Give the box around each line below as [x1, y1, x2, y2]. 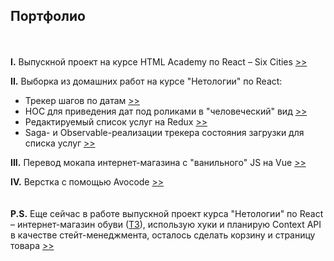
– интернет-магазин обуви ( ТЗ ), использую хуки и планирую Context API [10, 218, 322, 230]
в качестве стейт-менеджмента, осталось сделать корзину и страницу [10, 229, 316, 241]
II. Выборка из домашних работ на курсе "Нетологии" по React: [10, 75, 283, 87]
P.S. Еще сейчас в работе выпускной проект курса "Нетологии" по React [10, 207, 324, 219]
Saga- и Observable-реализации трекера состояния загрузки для [24, 126, 305, 138]
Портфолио [10, 8, 86, 25]
